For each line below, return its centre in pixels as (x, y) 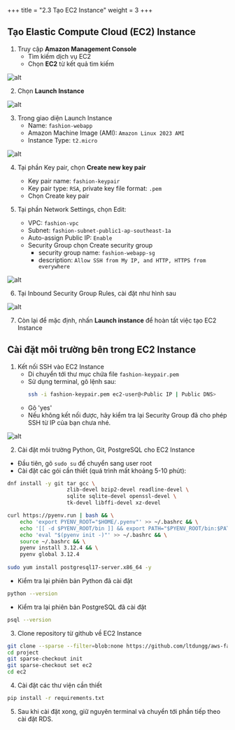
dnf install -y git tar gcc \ (51, 483)
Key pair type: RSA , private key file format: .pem (95, 188)
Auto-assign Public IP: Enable (70, 238)
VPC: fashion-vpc (53, 222)
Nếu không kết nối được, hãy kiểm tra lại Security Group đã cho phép (127, 415)
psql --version (29, 620)
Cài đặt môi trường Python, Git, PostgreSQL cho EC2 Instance (106, 450)
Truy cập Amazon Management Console (77, 49)
